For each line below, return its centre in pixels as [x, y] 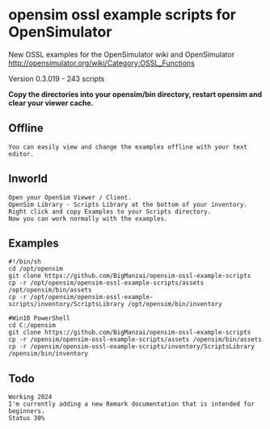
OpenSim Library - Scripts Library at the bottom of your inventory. [128, 204]
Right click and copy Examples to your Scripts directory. [110, 212]
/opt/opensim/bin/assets [50, 290]
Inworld [28, 179]
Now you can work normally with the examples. [88, 219]
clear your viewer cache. [51, 103]
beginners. [27, 411]
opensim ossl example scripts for [122, 15]
